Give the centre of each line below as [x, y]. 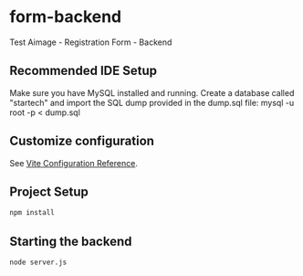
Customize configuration [82, 141]
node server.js [38, 262]
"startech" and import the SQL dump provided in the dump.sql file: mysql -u [152, 102]
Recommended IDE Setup [84, 71]
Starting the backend [71, 241]
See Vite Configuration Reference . [74, 163]
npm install [32, 213]
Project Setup [49, 191]
